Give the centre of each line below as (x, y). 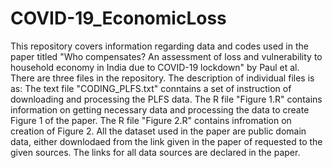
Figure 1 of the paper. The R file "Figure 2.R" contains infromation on (151, 120)
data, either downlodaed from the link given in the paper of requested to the (166, 141)
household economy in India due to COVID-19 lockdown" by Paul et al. (155, 67)
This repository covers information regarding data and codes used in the (159, 46)
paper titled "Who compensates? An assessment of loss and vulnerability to (166, 56)
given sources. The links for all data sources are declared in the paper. (155, 152)
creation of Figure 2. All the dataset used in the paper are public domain (158, 131)
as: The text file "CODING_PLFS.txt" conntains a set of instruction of (151, 88)
